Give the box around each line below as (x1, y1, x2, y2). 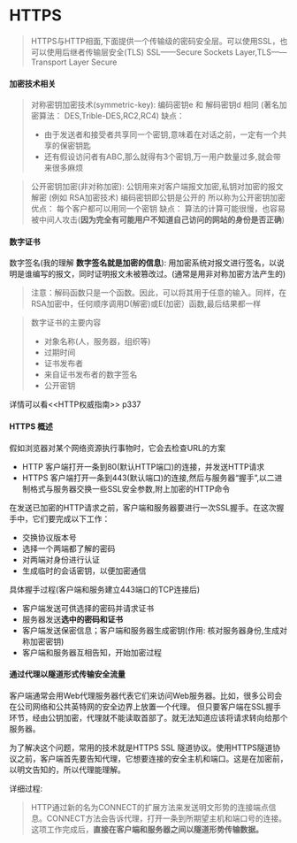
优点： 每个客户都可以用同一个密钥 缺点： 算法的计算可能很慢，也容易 (30, 203, 286, 214)
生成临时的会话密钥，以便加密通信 (21, 565, 147, 576)
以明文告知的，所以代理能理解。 (9, 764, 126, 775)
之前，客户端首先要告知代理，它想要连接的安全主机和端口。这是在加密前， (16, 753, 288, 763)
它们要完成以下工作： (32, 513, 110, 524)
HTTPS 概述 (9, 421, 53, 432)
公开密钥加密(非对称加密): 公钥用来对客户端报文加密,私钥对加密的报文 (30, 181, 285, 192)
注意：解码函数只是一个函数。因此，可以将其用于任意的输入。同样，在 (30, 287, 287, 298)
